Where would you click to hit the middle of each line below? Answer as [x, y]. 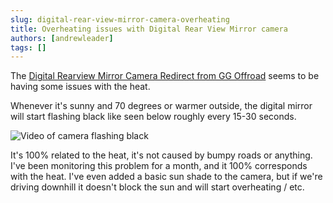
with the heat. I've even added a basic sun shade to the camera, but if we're [166, 177]
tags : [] [28, 47]
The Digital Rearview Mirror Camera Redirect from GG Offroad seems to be [165, 76]
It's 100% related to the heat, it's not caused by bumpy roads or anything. [161, 155]
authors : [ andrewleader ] [62, 38]
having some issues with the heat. [80, 87]
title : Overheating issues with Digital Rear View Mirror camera [149, 29]
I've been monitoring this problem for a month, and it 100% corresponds [159, 166]
